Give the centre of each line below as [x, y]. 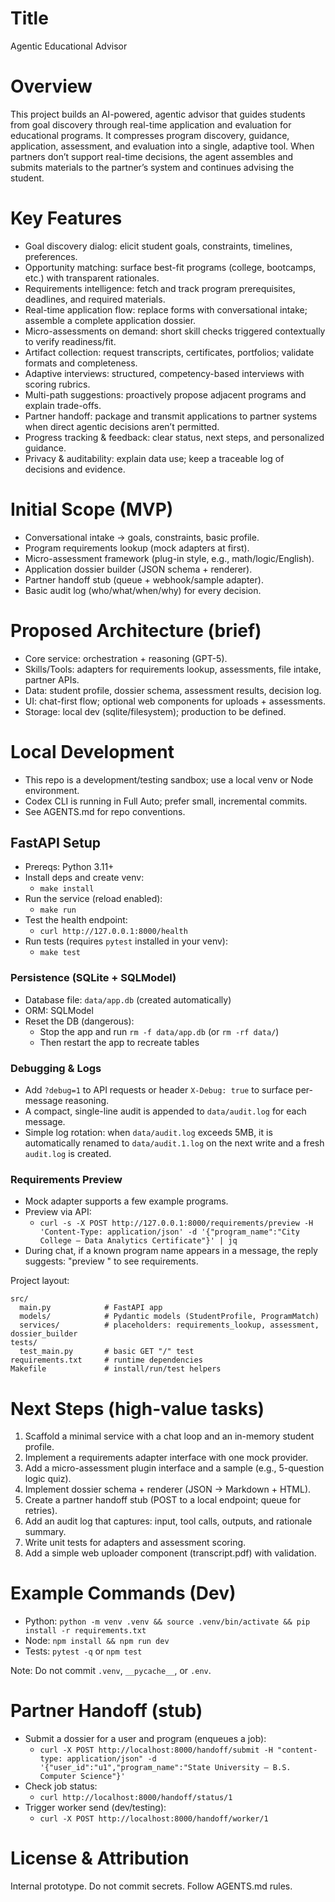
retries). [41, 1511]
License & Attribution [100, 1858]
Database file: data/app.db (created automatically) [128, 999]
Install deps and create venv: [84, 878]
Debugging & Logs [56, 1068]
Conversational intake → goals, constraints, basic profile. [142, 537]
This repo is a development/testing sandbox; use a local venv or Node [169, 779]
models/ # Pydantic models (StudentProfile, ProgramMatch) [169, 1317]
